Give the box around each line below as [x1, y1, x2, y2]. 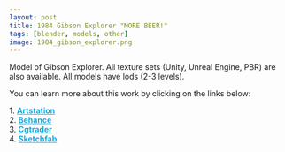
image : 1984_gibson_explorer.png [9, 37, 133, 47]
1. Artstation [9, 105, 56, 116]
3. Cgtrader [9, 125, 53, 135]
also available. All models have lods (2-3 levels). [9, 72, 185, 82]
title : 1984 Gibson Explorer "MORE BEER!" [9, 21, 168, 30]
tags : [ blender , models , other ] [9, 29, 128, 38]
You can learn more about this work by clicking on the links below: [9, 88, 251, 99]
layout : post [9, 12, 58, 22]
